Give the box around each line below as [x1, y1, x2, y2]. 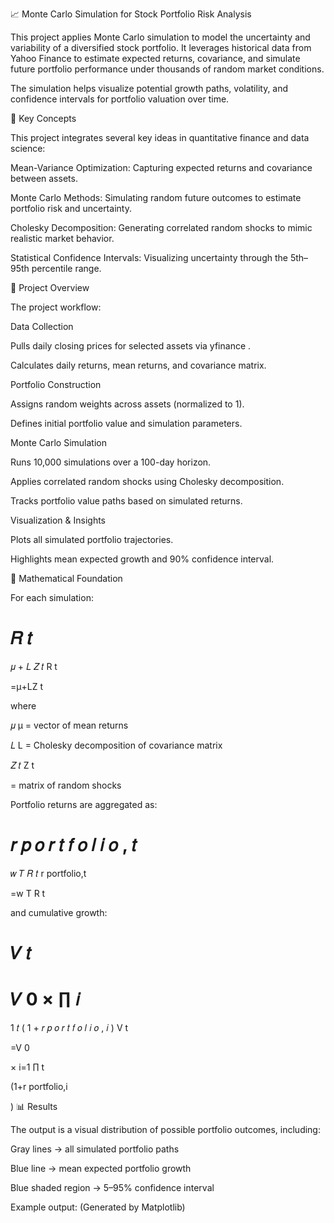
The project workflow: [10, 301, 102, 313]
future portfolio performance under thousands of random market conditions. [10, 63, 325, 75]
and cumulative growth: [10, 906, 108, 918]
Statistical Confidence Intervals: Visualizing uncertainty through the [10, 252, 288, 263]
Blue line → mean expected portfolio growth [10, 1163, 192, 1174]
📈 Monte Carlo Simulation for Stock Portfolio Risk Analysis [10, 8, 252, 20]
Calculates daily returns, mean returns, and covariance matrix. [10, 359, 267, 371]
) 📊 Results [10, 1101, 58, 1112]
